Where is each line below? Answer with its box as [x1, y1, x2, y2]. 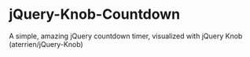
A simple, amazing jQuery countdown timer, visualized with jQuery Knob [9, 31, 243, 41]
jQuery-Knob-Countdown [9, 5, 181, 23]
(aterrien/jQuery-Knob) [9, 39, 83, 48]
